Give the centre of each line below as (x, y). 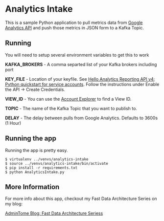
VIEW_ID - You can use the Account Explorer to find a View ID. (68, 99)
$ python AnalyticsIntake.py (35, 172)
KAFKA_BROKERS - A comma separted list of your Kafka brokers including (81, 64)
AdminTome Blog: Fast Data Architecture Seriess (54, 213)
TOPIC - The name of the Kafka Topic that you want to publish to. (71, 108)
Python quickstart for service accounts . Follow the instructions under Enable (82, 84)
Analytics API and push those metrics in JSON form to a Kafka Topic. (75, 27)
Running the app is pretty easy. (36, 150)
